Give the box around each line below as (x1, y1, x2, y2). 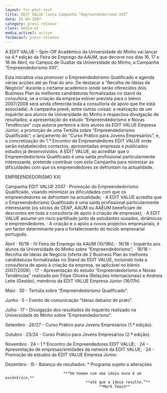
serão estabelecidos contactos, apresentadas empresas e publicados (5, 143, 148, 149)
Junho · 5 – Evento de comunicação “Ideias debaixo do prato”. (5, 297, 133, 303)
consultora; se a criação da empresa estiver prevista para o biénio (5, 95, 141, 101)
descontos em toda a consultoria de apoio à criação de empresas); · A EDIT (5, 210, 161, 216)
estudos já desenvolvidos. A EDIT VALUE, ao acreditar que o (5, 148, 130, 154)
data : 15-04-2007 (5, 16, 41, 21)
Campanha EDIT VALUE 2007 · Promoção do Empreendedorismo (5, 183, 139, 189)
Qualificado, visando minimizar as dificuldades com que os (5, 189, 126, 195)
